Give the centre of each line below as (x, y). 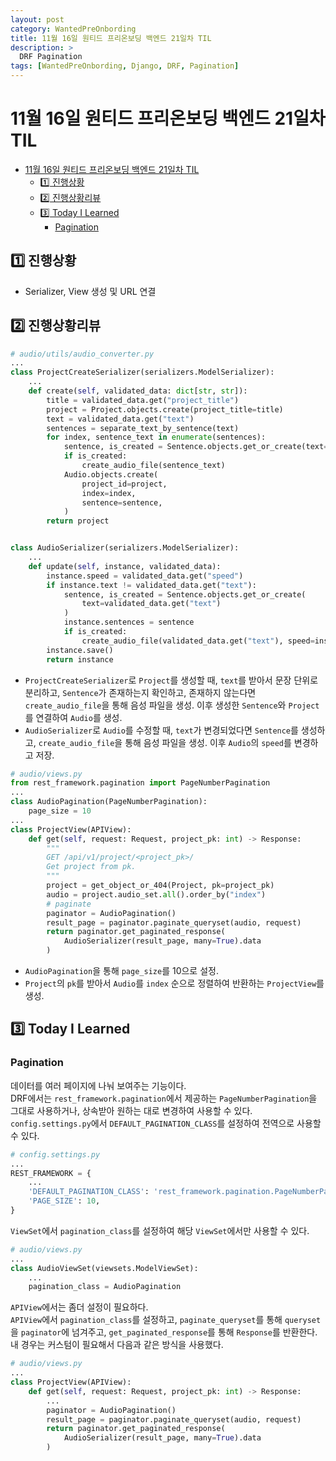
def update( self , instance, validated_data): (125, 566)
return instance (80, 659)
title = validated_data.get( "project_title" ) (143, 400)
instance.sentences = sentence (129, 622)
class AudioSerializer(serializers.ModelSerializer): (125, 548)
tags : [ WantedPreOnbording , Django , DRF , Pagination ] (125, 66)
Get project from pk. (91, 867)
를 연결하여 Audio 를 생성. (73, 717)
